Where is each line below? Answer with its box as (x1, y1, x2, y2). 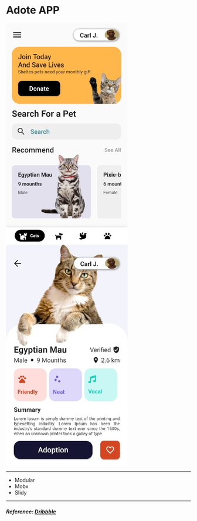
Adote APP (6, 4, 60, 17)
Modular (14, 476, 35, 483)
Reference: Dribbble (6, 508, 56, 515)
